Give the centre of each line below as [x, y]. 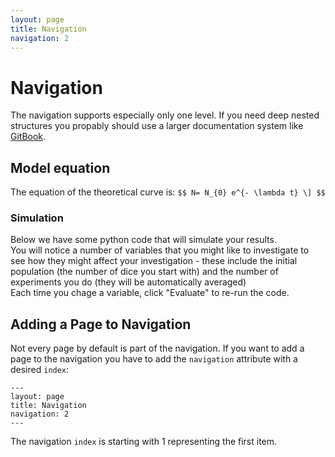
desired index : [40, 370]
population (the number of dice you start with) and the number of [144, 272]
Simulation [37, 218]
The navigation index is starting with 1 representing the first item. [144, 442]
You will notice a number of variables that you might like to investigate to [160, 250]
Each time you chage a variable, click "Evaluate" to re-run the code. [150, 293]
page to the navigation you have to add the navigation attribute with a [154, 359]
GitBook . [28, 137]
